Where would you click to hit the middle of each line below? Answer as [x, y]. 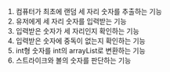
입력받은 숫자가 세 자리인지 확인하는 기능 [77, 31]
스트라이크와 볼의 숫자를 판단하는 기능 [73, 60]
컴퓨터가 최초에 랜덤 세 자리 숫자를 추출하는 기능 [89, 11]
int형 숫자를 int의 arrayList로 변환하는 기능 [81, 50]
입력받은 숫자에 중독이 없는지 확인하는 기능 [81, 41]
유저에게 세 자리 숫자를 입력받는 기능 [71, 21]
